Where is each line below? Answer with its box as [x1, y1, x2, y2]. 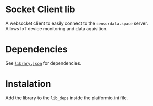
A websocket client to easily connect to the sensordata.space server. [5, 20, 148, 26]
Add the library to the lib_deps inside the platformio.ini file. [5, 95, 128, 101]
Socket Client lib [5, 4, 75, 15]
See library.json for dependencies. [5, 60, 82, 66]
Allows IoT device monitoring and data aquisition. [5, 25, 108, 31]
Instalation [5, 78, 51, 90]
